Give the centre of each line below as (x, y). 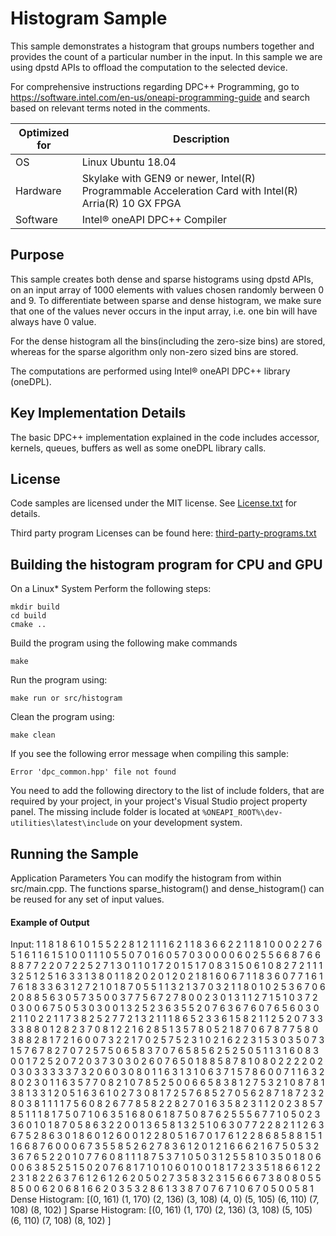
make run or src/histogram (66, 698)
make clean (33, 735)
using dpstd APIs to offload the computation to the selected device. (149, 67)
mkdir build (35, 607)
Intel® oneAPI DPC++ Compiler (154, 219)
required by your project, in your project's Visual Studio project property (159, 801)
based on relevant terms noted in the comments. (110, 108)
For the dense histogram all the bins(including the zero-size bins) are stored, (168, 341)
